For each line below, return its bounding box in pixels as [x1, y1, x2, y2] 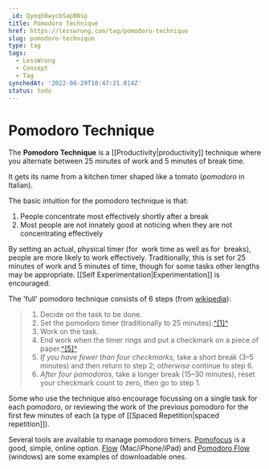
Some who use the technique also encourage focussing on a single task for [8, 393, 258, 403]
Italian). [8, 180, 34, 190]
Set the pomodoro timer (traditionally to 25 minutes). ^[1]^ [39, 319, 229, 328]
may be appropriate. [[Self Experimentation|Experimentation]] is [8, 270, 220, 280]
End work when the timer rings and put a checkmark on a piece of [39, 335, 259, 345]
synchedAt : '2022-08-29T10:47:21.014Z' [8, 79, 142, 87]
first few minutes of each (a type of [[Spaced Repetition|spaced [8, 411, 219, 421]
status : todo [8, 86, 52, 95]
